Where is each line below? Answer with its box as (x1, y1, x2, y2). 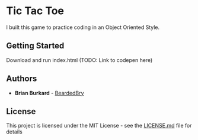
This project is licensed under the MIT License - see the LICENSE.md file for (6, 122, 192, 129)
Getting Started (6, 41, 65, 51)
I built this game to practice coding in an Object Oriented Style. (6, 24, 160, 31)
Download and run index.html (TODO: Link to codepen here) (6, 56, 153, 63)
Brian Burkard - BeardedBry (14, 89, 84, 96)
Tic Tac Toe (6, 4, 64, 18)
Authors (6, 74, 37, 84)
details (6, 128, 23, 135)
